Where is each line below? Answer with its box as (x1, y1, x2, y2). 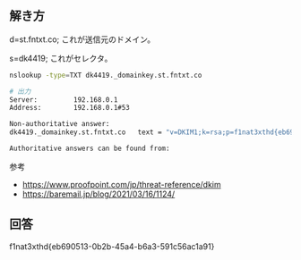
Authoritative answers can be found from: (9, 144, 170, 154)
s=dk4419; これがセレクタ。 (9, 53, 113, 63)
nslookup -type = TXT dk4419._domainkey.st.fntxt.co (9, 71, 202, 80)
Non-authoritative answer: (9, 120, 110, 129)
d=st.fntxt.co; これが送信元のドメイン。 (9, 34, 156, 45)
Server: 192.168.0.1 (9, 95, 118, 105)
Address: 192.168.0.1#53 (9, 104, 130, 113)
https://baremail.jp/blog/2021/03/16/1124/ (21, 189, 176, 199)
